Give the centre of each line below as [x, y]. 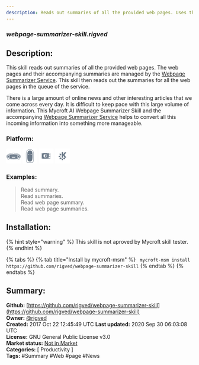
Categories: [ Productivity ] [40, 349]
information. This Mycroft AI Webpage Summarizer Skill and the [84, 111]
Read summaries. [42, 196]
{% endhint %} [24, 248]
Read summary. [40, 190]
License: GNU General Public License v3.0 [58, 336]
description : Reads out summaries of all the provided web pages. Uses [96, 12]
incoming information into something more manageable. [75, 123]
